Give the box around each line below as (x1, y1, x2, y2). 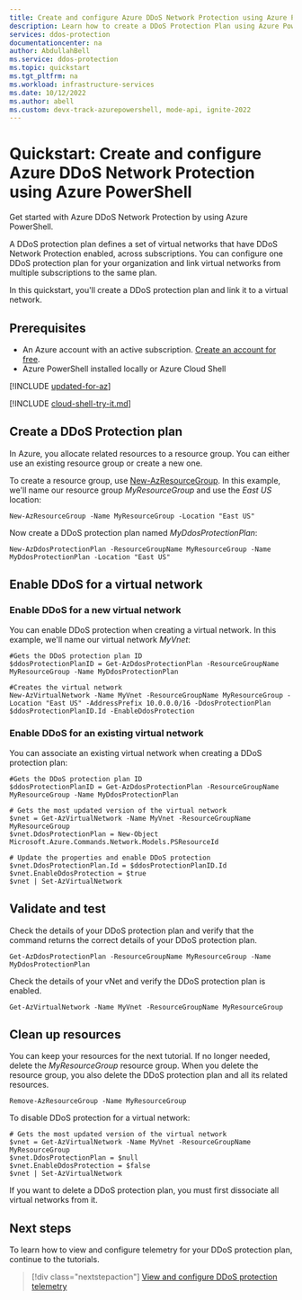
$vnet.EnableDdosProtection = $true (9, 868, 147, 877)
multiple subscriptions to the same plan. (9, 267, 157, 279)
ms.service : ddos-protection (9, 55, 119, 64)
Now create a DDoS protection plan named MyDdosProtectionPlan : (9, 527, 258, 538)
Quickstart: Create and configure (9, 144, 262, 165)
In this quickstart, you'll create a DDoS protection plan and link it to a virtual (9, 285, 289, 296)
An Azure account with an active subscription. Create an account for (22, 344, 277, 355)
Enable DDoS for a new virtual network (9, 604, 182, 617)
